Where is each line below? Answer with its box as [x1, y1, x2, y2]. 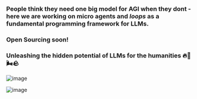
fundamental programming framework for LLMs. [6, 20, 149, 28]
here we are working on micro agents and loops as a [6, 12, 160, 20]
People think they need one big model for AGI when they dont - [6, 5, 192, 13]
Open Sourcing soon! [6, 35, 69, 43]
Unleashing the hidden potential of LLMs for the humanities [6, 51, 182, 59]
